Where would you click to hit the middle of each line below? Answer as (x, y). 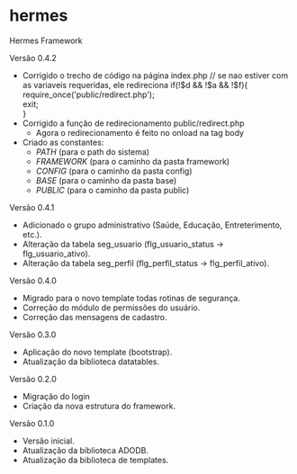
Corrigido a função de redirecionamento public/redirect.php (133, 123)
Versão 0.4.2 (33, 58)
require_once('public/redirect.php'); (88, 94)
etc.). (32, 234)
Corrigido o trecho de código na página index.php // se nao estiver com (155, 75)
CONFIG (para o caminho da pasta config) (114, 171)
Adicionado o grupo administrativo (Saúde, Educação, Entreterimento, (152, 225)
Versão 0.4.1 (32, 207)
